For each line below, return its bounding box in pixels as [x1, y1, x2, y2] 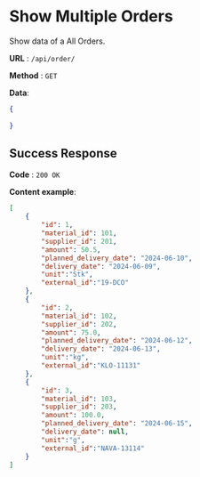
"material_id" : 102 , [41, 311, 117, 320]
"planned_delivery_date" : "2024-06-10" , [41, 254, 193, 263]
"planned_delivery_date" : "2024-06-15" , [41, 419, 193, 428]
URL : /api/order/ [9, 53, 76, 63]
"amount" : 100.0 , [41, 411, 105, 420]
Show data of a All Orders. [9, 36, 106, 46]
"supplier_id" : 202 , [41, 319, 117, 328]
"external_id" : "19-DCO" [41, 279, 129, 287]
